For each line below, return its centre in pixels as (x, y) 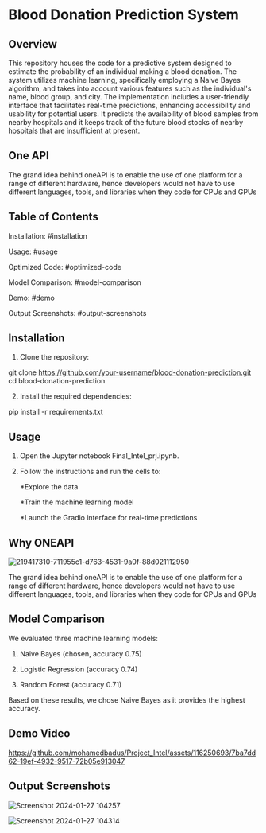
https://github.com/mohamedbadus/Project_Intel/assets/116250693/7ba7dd (132, 753)
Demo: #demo (32, 298)
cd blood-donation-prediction (57, 381)
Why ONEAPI (41, 543)
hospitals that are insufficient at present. (74, 130)
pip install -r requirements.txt (56, 412)
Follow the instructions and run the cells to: (90, 472)
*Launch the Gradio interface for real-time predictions (108, 518)
